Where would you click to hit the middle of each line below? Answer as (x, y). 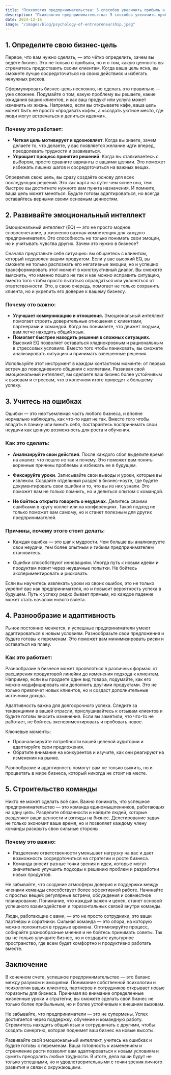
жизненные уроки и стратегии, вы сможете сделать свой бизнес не (79, 998)
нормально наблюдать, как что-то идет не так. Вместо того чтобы (77, 419)
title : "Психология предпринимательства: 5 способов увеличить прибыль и (85, 10)
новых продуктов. (32, 875)
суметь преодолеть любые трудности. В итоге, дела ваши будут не (78, 1056)
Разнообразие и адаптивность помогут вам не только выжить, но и (79, 767)
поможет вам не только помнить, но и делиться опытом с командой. (88, 491)
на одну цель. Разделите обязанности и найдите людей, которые (76, 812)
